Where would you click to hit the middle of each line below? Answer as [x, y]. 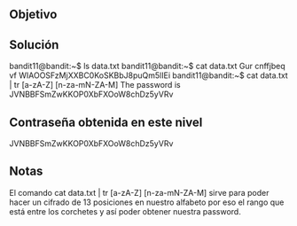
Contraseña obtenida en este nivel [106, 122]
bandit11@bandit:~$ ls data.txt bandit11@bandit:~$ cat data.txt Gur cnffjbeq [147, 66]
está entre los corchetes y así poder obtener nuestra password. [125, 211]
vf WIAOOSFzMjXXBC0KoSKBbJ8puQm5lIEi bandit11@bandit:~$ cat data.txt [148, 75]
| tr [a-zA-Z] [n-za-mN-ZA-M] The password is [95, 85]
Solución [34, 45]
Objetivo [33, 15]
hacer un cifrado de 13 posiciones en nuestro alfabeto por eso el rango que [147, 202]
